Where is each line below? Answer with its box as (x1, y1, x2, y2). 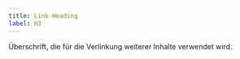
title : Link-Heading (8, 11, 79, 20)
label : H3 (8, 19, 42, 27)
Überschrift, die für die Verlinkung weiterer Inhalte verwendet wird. (8, 41, 233, 51)
